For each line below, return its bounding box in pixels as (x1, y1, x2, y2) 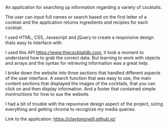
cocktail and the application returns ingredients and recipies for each (5, 20, 148, 25)
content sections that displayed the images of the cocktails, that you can (5, 80, 156, 86)
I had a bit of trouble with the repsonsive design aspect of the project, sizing (5, 101, 163, 107)
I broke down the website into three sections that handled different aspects (5, 70, 161, 76)
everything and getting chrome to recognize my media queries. (5, 106, 136, 112)
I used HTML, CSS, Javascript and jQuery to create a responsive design (5, 35, 154, 40)
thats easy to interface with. (5, 40, 63, 46)
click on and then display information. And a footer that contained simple (5, 86, 156, 92)
